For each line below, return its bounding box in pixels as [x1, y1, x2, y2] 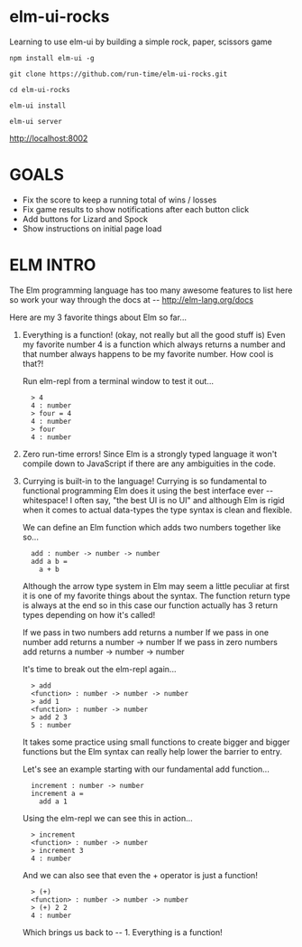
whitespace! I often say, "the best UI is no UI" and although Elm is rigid [22, 494, 286, 505]
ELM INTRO [9, 255, 96, 276]
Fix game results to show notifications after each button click [22, 203, 250, 214]
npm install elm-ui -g [9, 53, 95, 62]
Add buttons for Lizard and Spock [22, 213, 149, 224]
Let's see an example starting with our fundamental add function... [22, 764, 270, 774]
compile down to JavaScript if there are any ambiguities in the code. [22, 458, 277, 469]
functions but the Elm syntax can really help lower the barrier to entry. [22, 745, 282, 756]
